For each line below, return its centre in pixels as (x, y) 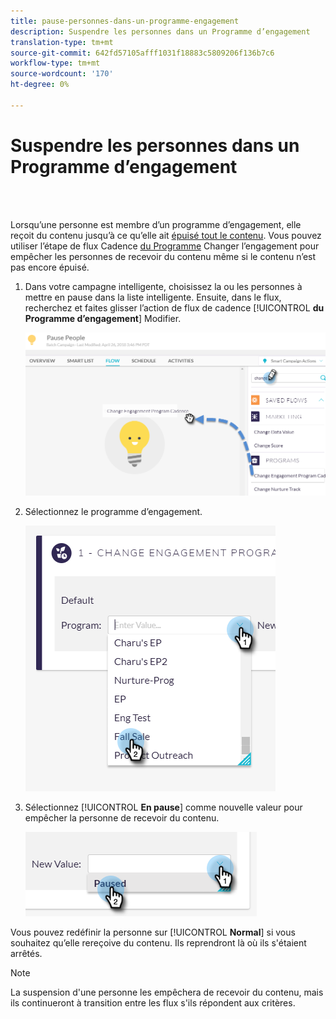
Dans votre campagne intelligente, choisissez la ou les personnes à (163, 286)
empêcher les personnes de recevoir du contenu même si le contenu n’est (163, 256)
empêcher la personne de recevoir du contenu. (122, 818)
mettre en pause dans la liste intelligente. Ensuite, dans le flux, (153, 297)
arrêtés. (26, 954)
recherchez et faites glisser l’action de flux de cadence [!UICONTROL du (174, 307)
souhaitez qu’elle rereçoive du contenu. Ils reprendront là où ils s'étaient (158, 943)
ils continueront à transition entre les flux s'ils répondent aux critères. (153, 1003)
